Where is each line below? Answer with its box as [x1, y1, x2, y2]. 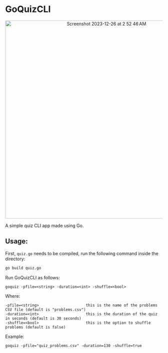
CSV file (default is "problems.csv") [5, 307, 86, 312]
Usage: [5, 237, 28, 246]
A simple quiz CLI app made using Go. [5, 222, 84, 229]
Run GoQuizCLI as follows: [5, 274, 60, 280]
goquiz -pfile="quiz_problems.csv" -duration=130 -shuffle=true [5, 343, 142, 348]
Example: [5, 333, 24, 339]
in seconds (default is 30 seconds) [5, 316, 81, 321]
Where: [5, 293, 20, 299]
